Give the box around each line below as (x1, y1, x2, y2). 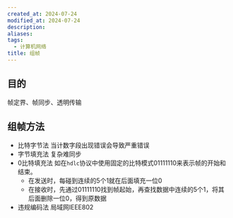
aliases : (7, 30, 33, 38)
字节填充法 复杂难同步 (17, 149, 82, 158)
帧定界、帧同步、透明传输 (7, 98, 82, 106)
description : (7, 23, 46, 30)
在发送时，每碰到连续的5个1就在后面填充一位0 (28, 176, 162, 185)
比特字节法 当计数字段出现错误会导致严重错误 (17, 141, 150, 149)
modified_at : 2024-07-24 (7, 17, 80, 24)
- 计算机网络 (13, 43, 47, 50)
